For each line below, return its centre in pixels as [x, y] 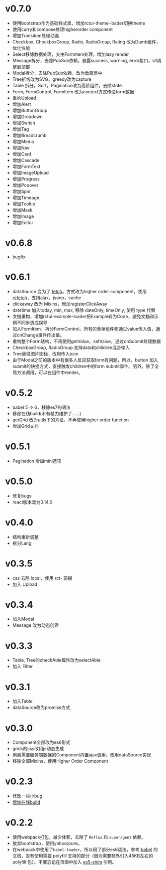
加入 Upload [25, 584]
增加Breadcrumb [30, 135]
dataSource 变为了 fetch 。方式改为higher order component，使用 [80, 291]
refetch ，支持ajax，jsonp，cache [46, 298]
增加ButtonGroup [30, 110]
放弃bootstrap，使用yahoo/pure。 [47, 844]
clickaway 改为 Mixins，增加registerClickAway [60, 304]
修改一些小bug [27, 796]
